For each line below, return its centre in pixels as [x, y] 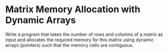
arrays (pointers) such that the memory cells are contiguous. [69, 45]
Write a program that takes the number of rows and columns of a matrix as [84, 34]
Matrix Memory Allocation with [73, 9]
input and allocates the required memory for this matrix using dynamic [80, 40]
